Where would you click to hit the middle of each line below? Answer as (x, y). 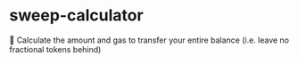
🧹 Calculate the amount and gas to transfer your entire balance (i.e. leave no (149, 40)
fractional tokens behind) (55, 49)
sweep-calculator (77, 16)
